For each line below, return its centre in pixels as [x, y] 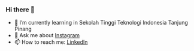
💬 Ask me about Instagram [47, 35]
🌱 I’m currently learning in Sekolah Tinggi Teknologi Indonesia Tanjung [101, 23]
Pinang [23, 29]
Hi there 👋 [20, 10]
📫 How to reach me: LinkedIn [51, 42]
